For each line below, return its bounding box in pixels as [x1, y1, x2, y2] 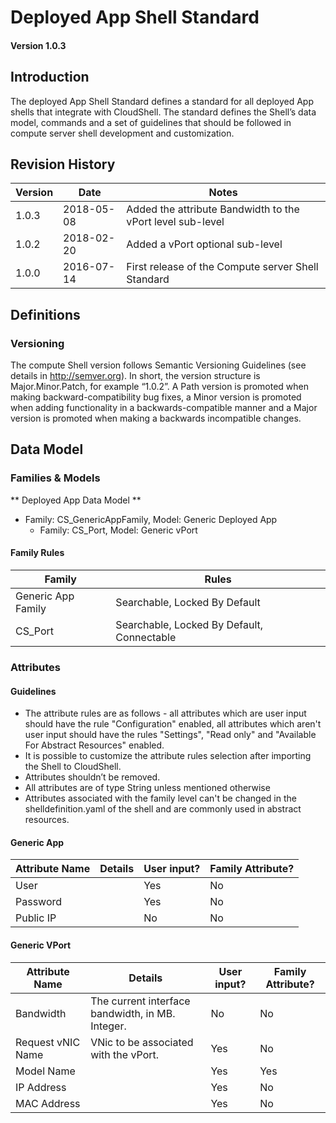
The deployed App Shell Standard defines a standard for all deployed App [10, 95, 314, 107]
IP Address [15, 1080, 67, 1094]
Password [15, 895, 63, 909]
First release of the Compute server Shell [126, 260, 319, 274]
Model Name [15, 1064, 76, 1078]
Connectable [115, 630, 177, 644]
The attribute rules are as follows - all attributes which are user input [24, 707, 307, 720]
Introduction [10, 69, 90, 86]
